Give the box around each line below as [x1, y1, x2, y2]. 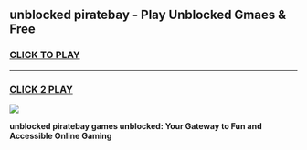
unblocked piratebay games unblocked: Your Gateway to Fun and [9, 120, 262, 131]
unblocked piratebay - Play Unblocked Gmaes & [9, 7, 287, 23]
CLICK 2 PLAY [9, 83, 73, 95]
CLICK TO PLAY [9, 49, 80, 62]
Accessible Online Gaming [9, 130, 112, 141]
